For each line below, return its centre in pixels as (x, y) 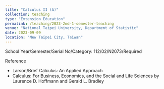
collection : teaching (27, 14)
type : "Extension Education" (35, 19)
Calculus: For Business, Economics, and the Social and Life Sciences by (86, 76)
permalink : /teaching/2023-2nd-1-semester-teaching (59, 23)
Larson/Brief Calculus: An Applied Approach (57, 70)
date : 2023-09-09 (23, 33)
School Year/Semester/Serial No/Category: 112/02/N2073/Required (74, 51)
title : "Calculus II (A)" (32, 10)
